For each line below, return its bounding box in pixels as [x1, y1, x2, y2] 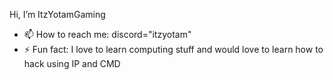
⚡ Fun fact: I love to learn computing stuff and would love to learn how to [23, 44, 324, 55]
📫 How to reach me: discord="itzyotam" [23, 29, 192, 40]
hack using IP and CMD [23, 58, 121, 69]
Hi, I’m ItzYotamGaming [9, 9, 106, 20]
